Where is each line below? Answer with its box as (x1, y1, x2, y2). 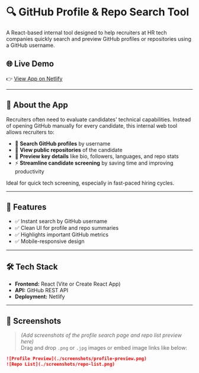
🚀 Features (6, 202, 47, 212)
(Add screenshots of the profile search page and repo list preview (20, 331, 182, 339)
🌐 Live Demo (6, 59, 54, 69)
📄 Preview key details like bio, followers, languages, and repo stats (14, 153, 179, 160)
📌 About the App (6, 100, 68, 110)
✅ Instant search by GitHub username (14, 218, 108, 225)
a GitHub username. (6, 42, 55, 49)
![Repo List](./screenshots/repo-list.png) (6, 361, 115, 367)
